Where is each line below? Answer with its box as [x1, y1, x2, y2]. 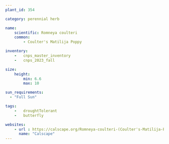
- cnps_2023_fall [14, 58, 55, 63]
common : [14, 35, 30, 40]
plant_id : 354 [5, 7, 35, 13]
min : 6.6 [23, 76, 42, 81]
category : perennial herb [5, 16, 59, 22]
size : [5, 67, 17, 72]
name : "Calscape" [18, 131, 55, 136]
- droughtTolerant [14, 108, 57, 113]
